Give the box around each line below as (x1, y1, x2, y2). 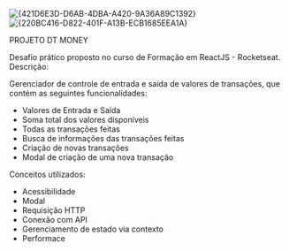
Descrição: (9, 62, 49, 72)
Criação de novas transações (21, 142, 130, 153)
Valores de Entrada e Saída (21, 105, 121, 115)
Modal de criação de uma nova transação (21, 152, 174, 163)
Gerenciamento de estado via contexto (21, 224, 164, 234)
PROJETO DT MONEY (9, 35, 88, 45)
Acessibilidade (21, 186, 76, 196)
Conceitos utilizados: (9, 169, 86, 179)
